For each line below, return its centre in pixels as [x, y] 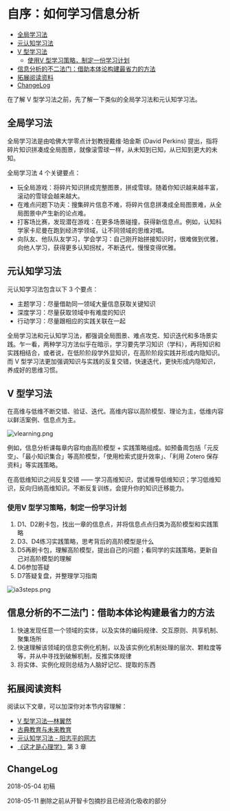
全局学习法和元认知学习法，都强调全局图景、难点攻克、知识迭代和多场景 [109, 335]
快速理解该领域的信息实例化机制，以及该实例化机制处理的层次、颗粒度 [116, 647]
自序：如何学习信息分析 [73, 14]
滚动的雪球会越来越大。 [50, 196]
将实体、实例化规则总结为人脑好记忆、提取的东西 [86, 665]
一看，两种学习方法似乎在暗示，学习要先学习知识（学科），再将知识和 [123, 344]
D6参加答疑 [33, 567]
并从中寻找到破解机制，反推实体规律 [80, 656]
